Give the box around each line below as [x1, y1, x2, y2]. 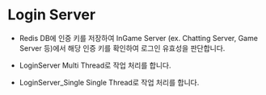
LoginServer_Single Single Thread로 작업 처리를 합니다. [19, 77, 200, 87]
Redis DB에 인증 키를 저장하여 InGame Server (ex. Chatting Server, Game [19, 33, 258, 43]
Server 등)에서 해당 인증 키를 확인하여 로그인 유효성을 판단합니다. [19, 43, 226, 53]
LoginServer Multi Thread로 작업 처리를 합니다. [19, 60, 171, 70]
